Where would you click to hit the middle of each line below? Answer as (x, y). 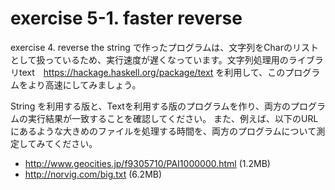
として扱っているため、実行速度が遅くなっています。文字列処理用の (149, 59)
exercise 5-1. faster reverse (126, 18)
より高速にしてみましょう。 (84, 84)
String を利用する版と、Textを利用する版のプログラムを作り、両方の (150, 106)
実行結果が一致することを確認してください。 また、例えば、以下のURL (173, 118)
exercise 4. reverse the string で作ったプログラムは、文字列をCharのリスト (164, 47)
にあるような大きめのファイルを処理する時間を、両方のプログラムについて (163, 131)
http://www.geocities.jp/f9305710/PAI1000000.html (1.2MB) (147, 163)
